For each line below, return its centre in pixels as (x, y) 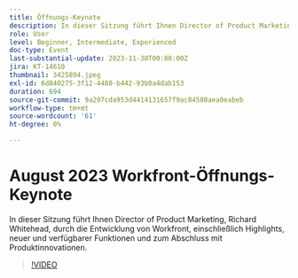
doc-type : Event (39, 50)
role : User (29, 34)
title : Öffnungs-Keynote (55, 17)
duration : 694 (35, 91)
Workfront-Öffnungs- (193, 176)
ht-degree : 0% (35, 125)
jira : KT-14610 (37, 67)
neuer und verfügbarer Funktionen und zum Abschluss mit (116, 238)
